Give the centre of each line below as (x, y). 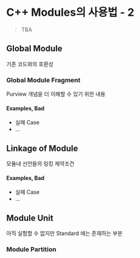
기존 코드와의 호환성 (30, 64)
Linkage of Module (42, 148)
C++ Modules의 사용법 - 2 (70, 12)
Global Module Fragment (43, 80)
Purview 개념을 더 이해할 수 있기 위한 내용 (56, 94)
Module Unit (30, 218)
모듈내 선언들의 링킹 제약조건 (40, 164)
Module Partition (31, 249)
